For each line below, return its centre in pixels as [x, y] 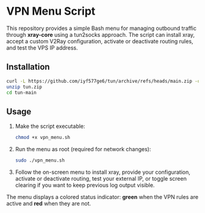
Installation [28, 67]
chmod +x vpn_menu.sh [42, 138]
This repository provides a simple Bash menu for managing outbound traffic [102, 28]
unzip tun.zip [24, 87]
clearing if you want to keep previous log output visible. [85, 185]
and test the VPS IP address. [42, 48]
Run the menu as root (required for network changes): [83, 149]
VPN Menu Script [51, 11]
